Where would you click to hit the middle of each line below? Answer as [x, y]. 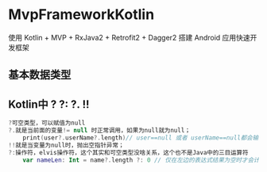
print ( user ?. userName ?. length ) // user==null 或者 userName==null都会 [137, 138]
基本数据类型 [40, 75]
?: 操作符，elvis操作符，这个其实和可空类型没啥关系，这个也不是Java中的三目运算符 [128, 152]
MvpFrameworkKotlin [81, 15]
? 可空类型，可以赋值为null [47, 123]
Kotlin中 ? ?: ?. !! [49, 104]
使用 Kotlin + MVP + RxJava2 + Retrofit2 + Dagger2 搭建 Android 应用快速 [129, 37]
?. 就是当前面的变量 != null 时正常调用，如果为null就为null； [99, 131]
